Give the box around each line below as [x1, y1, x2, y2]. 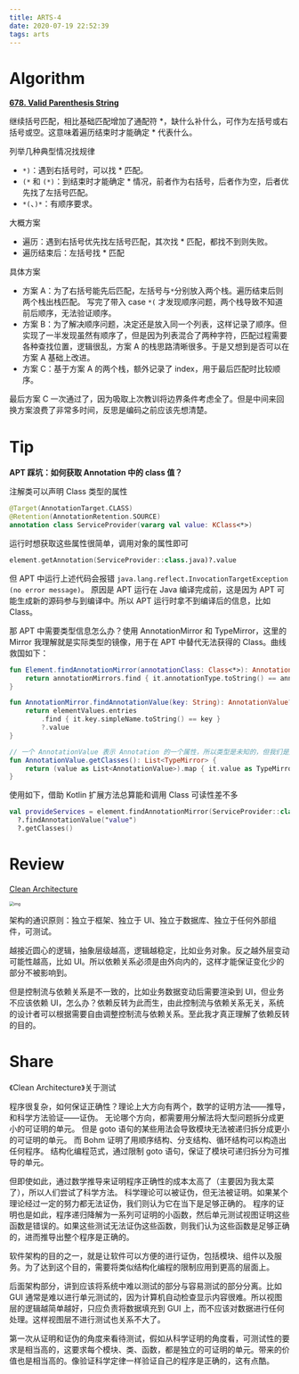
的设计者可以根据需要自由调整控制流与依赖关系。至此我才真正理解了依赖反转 [9, 1008, 290, 1019]
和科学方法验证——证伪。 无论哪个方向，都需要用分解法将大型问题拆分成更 [9, 1112, 285, 1122]
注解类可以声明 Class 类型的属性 [9, 486, 128, 497]
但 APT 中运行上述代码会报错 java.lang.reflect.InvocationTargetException [9, 573, 289, 584]
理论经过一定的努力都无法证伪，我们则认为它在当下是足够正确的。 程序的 [9, 1197, 277, 1209]
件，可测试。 [9, 925, 56, 937]
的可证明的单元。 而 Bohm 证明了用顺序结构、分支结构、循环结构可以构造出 [9, 1134, 287, 1145]
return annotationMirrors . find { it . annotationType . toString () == [25, 674, 277, 683]
